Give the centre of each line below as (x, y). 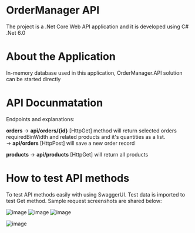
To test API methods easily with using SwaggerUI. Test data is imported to (96, 194)
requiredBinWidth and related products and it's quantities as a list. (86, 137)
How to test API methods (68, 178)
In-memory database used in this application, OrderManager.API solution (94, 73)
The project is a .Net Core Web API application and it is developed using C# (97, 26)
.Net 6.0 (16, 32)
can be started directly (33, 79)
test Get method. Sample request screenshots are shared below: (84, 201)
